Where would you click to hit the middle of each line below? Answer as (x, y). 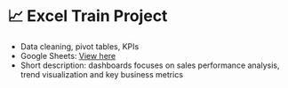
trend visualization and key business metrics (101, 74)
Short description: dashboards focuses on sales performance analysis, (150, 65)
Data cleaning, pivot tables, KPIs (80, 46)
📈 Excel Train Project (88, 16)
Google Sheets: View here (68, 55)
